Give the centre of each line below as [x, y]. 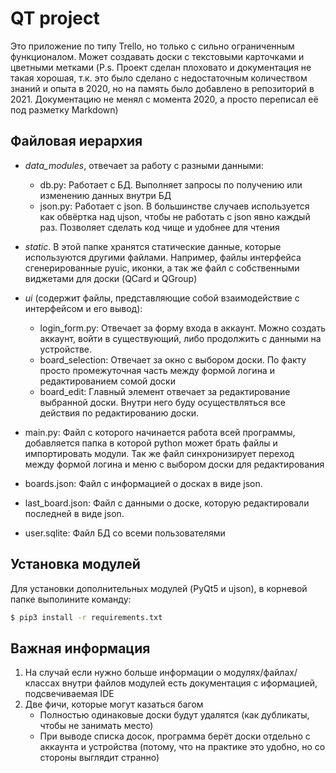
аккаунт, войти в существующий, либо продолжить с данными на [180, 338]
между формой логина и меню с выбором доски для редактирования [174, 464]
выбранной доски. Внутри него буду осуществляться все [162, 402]
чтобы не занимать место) [96, 726]
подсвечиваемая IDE [69, 694]
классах [42, 683]
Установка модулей [75, 564]
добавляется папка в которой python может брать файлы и [151, 443]
